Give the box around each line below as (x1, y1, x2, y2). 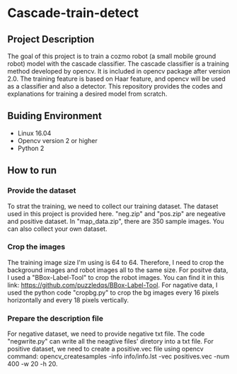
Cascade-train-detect (7, 5, 139, 21)
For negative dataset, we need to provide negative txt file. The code (7, 329, 205, 338)
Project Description (7, 33, 95, 45)
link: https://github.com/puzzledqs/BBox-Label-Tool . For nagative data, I (7, 280, 218, 289)
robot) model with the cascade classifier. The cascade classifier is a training (7, 59, 229, 68)
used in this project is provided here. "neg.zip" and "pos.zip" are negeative (7, 209, 226, 217)
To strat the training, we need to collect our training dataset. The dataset (7, 202, 219, 210)
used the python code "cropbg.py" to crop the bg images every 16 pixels (7, 288, 219, 297)
